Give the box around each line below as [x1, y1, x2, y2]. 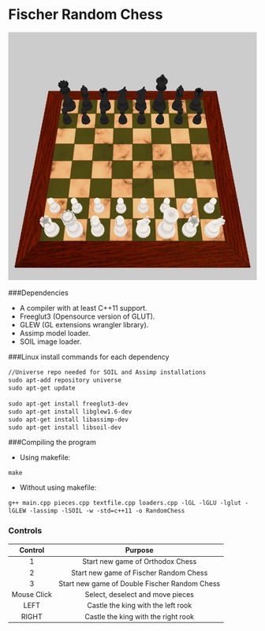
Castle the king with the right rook [84, 611, 195, 621]
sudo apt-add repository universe [8, 376, 122, 384]
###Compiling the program [8, 438, 96, 447]
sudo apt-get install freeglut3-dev [8, 400, 129, 408]
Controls [8, 525, 43, 536]
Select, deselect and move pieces [84, 590, 195, 599]
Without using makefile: [19, 483, 97, 492]
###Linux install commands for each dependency [8, 353, 170, 362]
